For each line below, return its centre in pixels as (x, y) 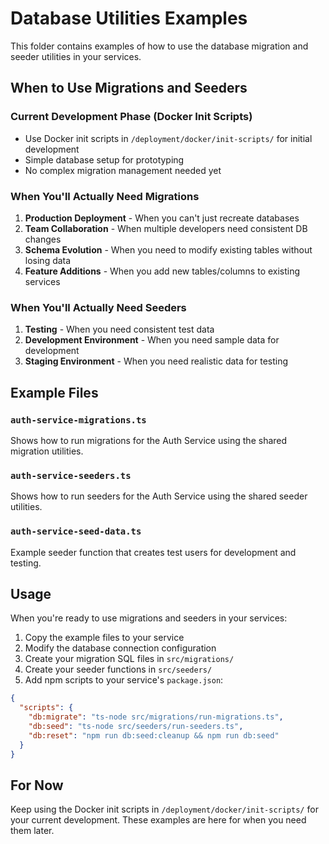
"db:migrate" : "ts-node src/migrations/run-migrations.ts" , (156, 717)
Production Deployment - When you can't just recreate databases (162, 218)
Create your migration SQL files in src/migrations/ (129, 659)
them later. (32, 831)
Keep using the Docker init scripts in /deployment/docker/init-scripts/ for (164, 809)
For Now (37, 785)
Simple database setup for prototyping (104, 159)
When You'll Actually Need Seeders (98, 307)
